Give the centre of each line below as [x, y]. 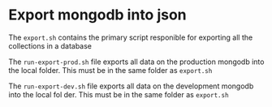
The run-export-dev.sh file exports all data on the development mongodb [131, 86]
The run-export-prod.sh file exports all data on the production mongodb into [136, 62]
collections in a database [50, 45]
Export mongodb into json [97, 15]
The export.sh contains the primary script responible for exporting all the [131, 37]
